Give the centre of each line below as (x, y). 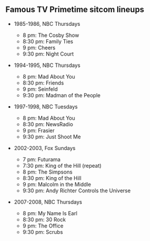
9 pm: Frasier (39, 130)
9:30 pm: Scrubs (43, 232)
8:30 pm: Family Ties (48, 41)
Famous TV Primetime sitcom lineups (75, 10)
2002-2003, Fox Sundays (45, 148)
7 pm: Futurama (41, 159)
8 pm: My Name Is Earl (50, 213)
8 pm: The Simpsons (48, 172)
